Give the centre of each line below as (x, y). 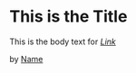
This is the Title (68, 17)
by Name (26, 59)
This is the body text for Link (63, 41)
